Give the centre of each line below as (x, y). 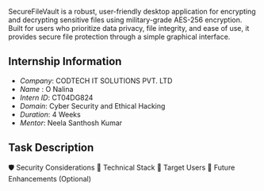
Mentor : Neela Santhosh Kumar (71, 123)
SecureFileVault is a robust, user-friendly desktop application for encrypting (132, 11)
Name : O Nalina (46, 89)
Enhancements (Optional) (50, 178)
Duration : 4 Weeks (50, 114)
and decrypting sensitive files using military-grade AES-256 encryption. (125, 20)
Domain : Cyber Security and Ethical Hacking (92, 105)
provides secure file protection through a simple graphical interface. (119, 36)
